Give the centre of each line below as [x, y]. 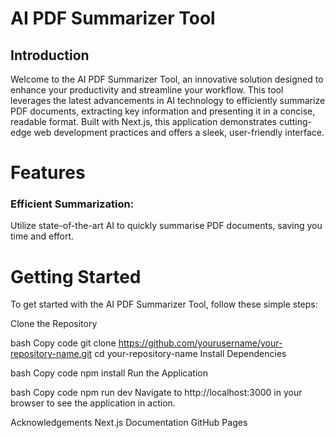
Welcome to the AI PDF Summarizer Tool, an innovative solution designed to [167, 79]
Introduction [50, 55]
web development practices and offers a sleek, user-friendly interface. [179, 132]
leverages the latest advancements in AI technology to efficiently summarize [168, 100]
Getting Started [76, 276]
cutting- [295, 121]
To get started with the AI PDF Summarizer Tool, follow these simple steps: [164, 304]
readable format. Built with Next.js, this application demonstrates [143, 121]
